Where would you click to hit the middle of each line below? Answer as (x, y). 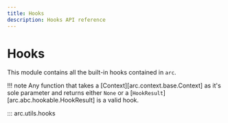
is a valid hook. (118, 100)
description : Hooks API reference (57, 20)
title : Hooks (26, 13)
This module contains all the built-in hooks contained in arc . (92, 72)
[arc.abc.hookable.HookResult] (51, 100)
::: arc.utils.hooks (32, 113)
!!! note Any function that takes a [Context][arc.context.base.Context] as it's (114, 85)
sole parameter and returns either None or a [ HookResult (85, 93)
